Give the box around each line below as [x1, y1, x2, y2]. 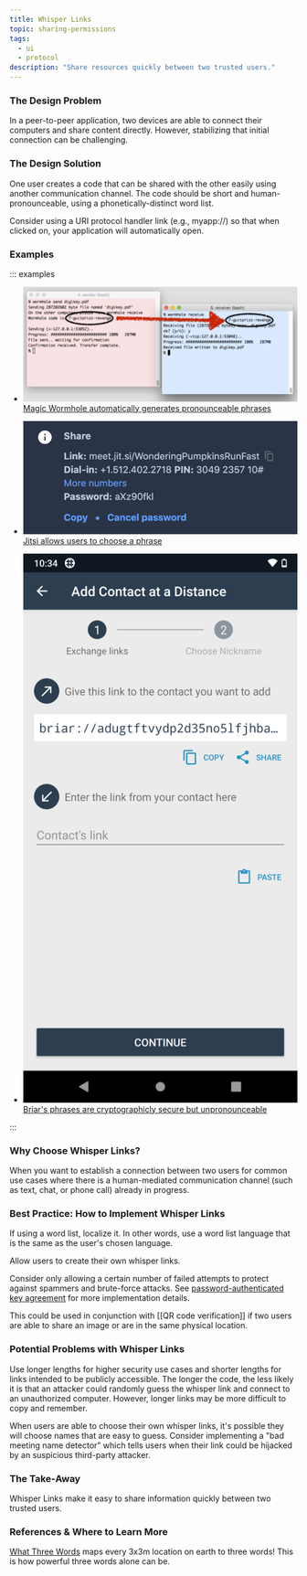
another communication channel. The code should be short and [9, 187, 249, 198]
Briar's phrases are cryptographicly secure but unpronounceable [22, 1103, 268, 1114]
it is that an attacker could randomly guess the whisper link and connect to [9, 1383, 291, 1394]
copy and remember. [9, 1402, 89, 1413]
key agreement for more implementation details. [9, 1293, 190, 1304]
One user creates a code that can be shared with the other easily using [9, 178, 277, 189]
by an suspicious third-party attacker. [9, 1449, 151, 1460]
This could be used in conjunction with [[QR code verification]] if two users [9, 1310, 292, 1321]
